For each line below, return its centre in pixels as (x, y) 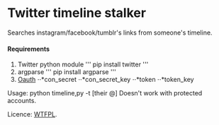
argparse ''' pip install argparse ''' (67, 72)
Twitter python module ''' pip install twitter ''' (83, 64)
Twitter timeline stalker (77, 13)
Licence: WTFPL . (32, 114)
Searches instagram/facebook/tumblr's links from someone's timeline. (110, 32)
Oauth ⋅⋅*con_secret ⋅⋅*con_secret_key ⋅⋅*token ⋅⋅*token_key (106, 80)
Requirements (29, 49)
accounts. (22, 101)
